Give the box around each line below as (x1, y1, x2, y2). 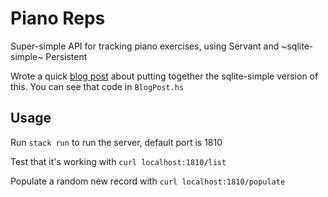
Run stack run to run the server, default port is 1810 (10, 136, 223, 148)
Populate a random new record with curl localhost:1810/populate (10, 175, 286, 187)
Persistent (45, 50, 88, 62)
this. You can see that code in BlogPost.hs (10, 80, 185, 92)
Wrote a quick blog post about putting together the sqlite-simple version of (10, 70, 319, 82)
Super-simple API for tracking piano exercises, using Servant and (10, 40, 280, 52)
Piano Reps (10, 7, 106, 30)
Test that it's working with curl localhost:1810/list (10, 155, 227, 167)
